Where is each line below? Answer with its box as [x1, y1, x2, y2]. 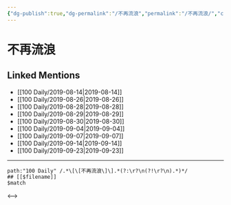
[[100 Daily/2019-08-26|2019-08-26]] [16, 95, 124, 103]
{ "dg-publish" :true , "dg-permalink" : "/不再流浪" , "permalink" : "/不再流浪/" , [7, 10, 218, 17]
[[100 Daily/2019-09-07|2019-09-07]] [16, 131, 124, 140]
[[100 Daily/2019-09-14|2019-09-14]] [16, 139, 122, 147]
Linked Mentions [7, 69, 80, 81]
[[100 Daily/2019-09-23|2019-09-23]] [16, 146, 124, 155]
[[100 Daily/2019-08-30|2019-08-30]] [16, 117, 124, 125]
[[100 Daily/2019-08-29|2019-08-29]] [16, 109, 124, 118]
